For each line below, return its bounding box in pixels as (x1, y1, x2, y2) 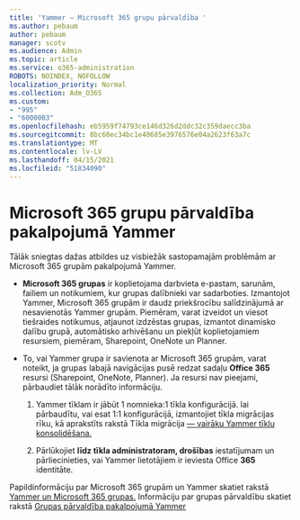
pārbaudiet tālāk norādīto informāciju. (22, 381, 163, 392)
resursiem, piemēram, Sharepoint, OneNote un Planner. (22, 336, 227, 346)
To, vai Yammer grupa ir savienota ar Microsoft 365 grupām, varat (22, 353, 267, 364)
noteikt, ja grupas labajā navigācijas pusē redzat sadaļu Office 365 (22, 363, 271, 373)
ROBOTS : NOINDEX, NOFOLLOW (9, 72, 110, 81)
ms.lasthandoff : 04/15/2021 (9, 155, 115, 165)
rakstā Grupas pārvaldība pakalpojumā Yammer (9, 501, 187, 512)
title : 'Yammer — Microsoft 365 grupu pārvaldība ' (9, 13, 207, 22)
